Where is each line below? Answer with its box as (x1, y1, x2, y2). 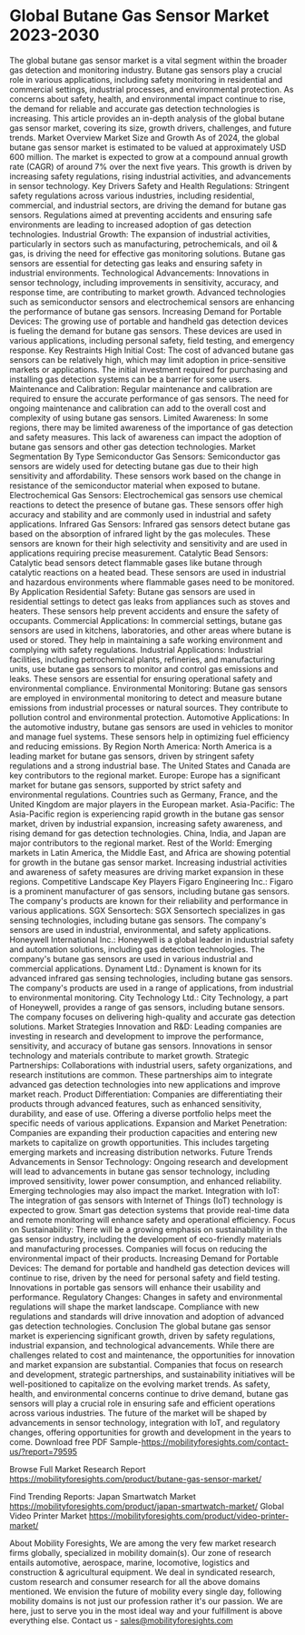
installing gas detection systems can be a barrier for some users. (9, 374, 252, 385)
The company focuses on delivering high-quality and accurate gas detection (9, 1011, 296, 1022)
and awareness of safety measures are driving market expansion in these (9, 866, 284, 878)
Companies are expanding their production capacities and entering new (9, 1127, 279, 1138)
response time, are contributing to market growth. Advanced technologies (9, 286, 286, 297)
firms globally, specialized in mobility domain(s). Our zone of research (9, 1547, 272, 1558)
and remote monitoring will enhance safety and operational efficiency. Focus (9, 1214, 296, 1225)
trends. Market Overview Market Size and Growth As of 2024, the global (9, 132, 280, 143)
